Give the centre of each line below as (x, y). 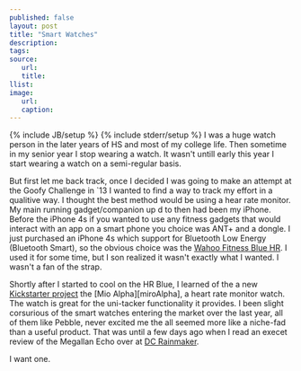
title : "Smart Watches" (54, 34)
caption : (37, 110)
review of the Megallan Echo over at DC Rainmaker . (104, 341)
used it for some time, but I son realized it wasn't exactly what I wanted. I (144, 258)
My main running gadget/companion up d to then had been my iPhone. (140, 210)
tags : (19, 51)
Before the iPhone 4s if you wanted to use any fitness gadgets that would (145, 219)
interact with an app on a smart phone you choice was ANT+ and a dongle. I (150, 229)
